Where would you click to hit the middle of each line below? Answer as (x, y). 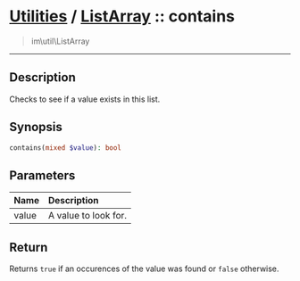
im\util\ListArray (60, 41)
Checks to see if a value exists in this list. (85, 99)
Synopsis (36, 127)
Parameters (42, 175)
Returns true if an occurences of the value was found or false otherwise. (144, 269)
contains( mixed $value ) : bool (66, 148)
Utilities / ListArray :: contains (122, 17)
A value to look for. (87, 216)
